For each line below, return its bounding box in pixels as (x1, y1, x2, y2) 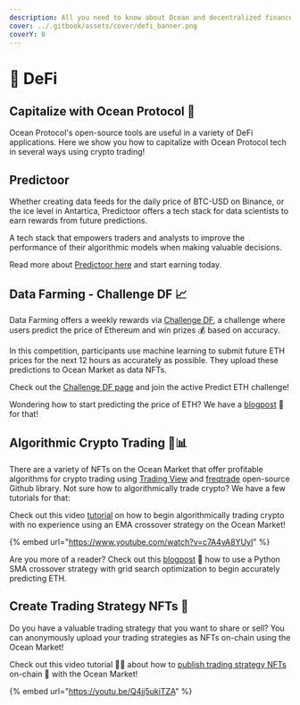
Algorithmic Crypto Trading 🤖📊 (9, 436, 187, 451)
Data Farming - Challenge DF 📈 (9, 286, 187, 302)
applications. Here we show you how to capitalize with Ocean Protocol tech (9, 137, 287, 148)
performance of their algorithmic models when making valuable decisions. (9, 242, 283, 253)
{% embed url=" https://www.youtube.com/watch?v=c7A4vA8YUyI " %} (9, 536, 271, 547)
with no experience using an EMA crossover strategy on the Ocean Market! (9, 519, 286, 530)
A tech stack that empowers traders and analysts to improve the (9, 233, 246, 243)
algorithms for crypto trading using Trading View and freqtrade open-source (9, 473, 290, 484)
